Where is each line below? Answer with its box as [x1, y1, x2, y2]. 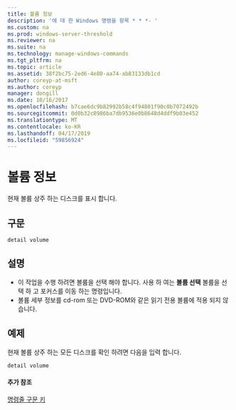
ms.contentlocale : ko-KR [7, 123, 81, 130]
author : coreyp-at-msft [7, 76, 78, 84]
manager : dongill [7, 90, 59, 97]
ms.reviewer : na [7, 37, 55, 44]
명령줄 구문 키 [7, 395, 46, 404]
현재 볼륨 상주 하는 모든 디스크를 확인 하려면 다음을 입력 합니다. [7, 347, 182, 357]
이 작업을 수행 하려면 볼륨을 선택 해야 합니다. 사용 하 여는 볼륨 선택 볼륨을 [17, 277, 220, 286]
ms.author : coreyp [7, 83, 62, 91]
